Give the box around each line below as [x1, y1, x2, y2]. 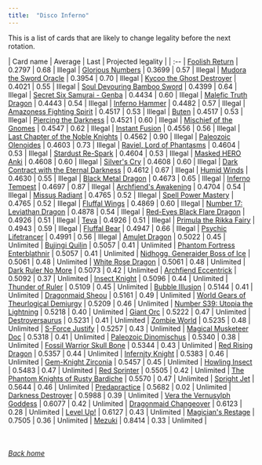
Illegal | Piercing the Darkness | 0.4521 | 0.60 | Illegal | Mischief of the [8, 115, 233, 124]
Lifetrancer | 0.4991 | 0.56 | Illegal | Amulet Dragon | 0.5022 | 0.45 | [8, 232, 226, 241]
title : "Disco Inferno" [8, 11, 89, 20]
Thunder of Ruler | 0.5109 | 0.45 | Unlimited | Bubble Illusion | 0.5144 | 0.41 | [8, 282, 253, 291]
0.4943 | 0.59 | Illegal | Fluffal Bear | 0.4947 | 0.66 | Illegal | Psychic [8, 223, 227, 233]
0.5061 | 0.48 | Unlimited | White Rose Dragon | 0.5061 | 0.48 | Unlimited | [8, 257, 246, 266]
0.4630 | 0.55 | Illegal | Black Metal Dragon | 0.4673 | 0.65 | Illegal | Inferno [8, 174, 251, 183]
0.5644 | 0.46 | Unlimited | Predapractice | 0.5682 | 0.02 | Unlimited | [8, 382, 231, 391]
